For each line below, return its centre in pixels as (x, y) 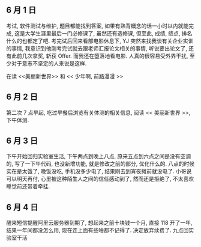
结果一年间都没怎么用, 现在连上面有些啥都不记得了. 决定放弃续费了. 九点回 (97, 230)
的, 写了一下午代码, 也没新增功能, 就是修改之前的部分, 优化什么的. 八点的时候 (100, 164)
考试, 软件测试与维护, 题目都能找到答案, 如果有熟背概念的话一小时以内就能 (97, 26)
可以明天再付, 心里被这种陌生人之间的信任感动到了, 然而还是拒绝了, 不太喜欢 (100, 179)
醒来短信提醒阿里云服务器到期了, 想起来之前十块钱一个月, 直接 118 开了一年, (99, 223)
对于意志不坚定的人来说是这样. (49, 63)
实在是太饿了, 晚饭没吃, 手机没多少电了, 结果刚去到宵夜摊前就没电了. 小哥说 (99, 171)
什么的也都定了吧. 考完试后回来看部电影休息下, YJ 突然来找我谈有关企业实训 (100, 41)
